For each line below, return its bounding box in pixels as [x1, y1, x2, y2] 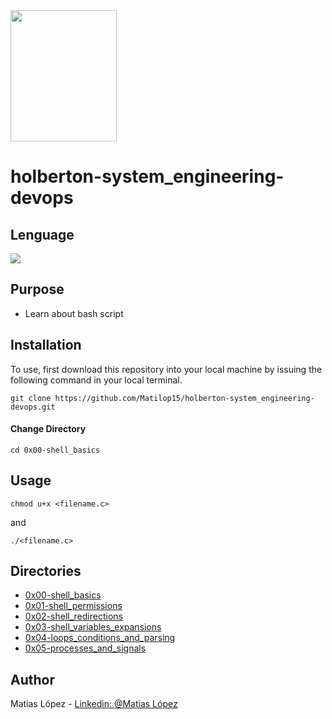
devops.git [10, 402, 56, 412]
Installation [10, 337, 82, 354]
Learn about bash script [24, 307, 124, 319]
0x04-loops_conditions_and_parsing [24, 632, 176, 644]
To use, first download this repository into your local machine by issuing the [10, 363, 323, 375]
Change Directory [10, 423, 87, 435]
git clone [10, 393, 52, 403]
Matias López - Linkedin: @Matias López [10, 698, 178, 710]
